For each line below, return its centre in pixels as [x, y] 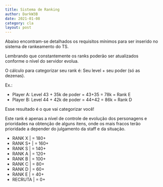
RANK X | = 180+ [29, 138]
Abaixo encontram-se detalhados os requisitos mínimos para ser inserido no [81, 41]
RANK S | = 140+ [29, 149]
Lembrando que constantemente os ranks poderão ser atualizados [72, 56]
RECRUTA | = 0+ [29, 180]
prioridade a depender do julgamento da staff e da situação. [65, 129]
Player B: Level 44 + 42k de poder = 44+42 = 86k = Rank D [72, 100]
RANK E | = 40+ [28, 174]
